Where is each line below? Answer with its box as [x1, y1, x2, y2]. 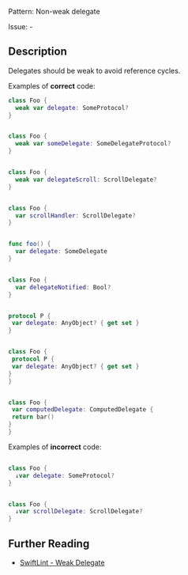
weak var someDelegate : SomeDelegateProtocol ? [15, 140, 171, 148]
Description [8, 45, 67, 59]
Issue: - [8, 22, 33, 31]
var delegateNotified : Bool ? [15, 283, 111, 291]
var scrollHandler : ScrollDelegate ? [15, 211, 136, 220]
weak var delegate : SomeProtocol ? [15, 104, 129, 112]
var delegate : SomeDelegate [15, 248, 108, 255]
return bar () [11, 413, 55, 422]
